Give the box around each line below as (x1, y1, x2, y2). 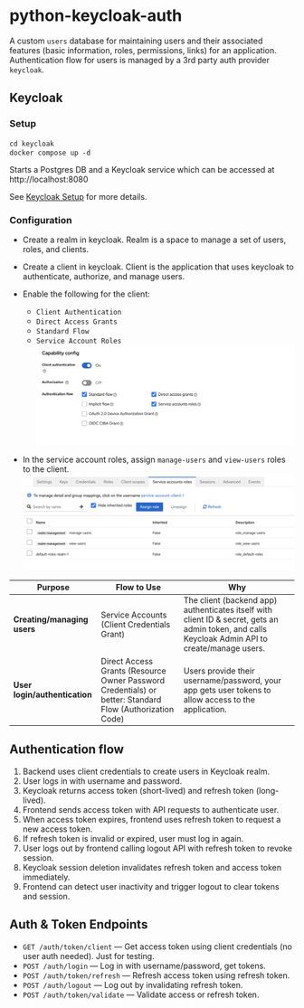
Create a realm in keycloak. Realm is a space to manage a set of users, (22, 234, 287, 245)
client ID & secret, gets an (183, 614, 279, 625)
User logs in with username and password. (22, 775, 183, 787)
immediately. (22, 871, 71, 882)
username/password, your (183, 674, 282, 685)
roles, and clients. (22, 243, 89, 254)
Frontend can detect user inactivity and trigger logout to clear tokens (22, 881, 280, 891)
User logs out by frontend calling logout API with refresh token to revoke (22, 843, 292, 853)
